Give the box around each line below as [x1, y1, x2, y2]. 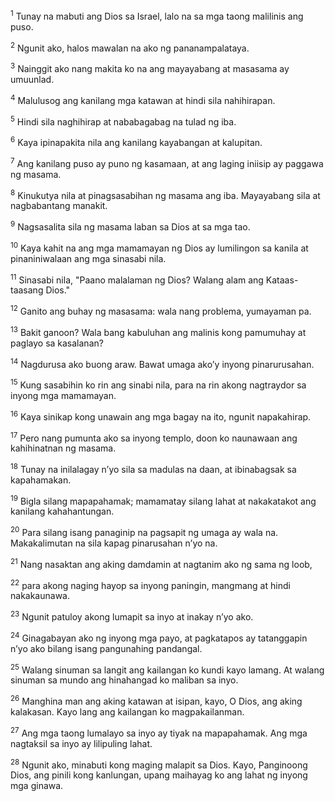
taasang [10, 284, 44, 296]
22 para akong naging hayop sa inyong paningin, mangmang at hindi [10, 577, 291, 591]
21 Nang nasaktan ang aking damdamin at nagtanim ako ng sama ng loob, [10, 557, 313, 570]
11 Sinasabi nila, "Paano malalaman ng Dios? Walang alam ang [10, 272, 264, 286]
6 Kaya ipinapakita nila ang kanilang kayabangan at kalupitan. [10, 135, 263, 148]
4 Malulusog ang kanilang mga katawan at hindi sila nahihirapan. [10, 92, 276, 106]
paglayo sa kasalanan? [10, 337, 104, 349]
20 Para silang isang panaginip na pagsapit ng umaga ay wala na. [10, 525, 279, 539]
